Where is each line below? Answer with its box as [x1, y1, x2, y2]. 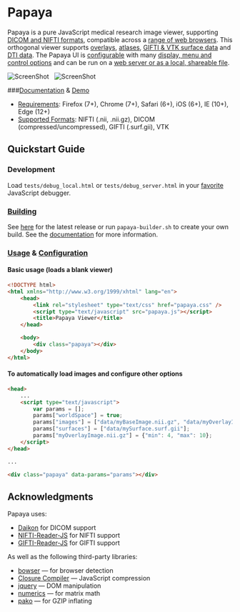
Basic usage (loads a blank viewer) [7, 266, 113, 274]
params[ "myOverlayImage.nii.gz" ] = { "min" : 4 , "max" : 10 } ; [33, 432, 213, 439]
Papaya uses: [7, 510, 48, 518]
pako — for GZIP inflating [17, 597, 93, 606]
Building [7, 206, 37, 216]
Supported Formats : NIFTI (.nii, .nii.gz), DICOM [17, 115, 156, 124]
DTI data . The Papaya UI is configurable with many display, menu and [7, 51, 212, 59]
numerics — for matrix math [17, 589, 101, 598]
